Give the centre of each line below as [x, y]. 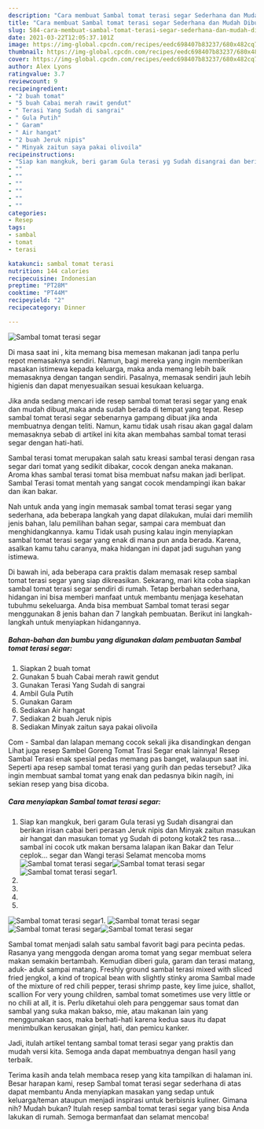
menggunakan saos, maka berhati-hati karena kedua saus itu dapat [117, 1019]
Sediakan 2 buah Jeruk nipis [66, 718]
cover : [19, 60]
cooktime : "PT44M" [38, 293]
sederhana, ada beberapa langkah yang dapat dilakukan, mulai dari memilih [130, 515]
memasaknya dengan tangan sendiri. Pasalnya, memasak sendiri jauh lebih [130, 377]
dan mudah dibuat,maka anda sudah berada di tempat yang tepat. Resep [126, 409]
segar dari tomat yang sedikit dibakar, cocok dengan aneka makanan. [121, 466]
